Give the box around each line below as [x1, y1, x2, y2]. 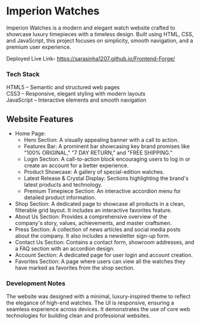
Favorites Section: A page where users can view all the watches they [14, 258, 186, 265]
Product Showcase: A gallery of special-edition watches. [23, 169, 165, 176]
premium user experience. [6, 43, 71, 51]
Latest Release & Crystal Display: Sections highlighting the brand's [23, 175, 189, 182]
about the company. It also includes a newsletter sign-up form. [14, 232, 171, 240]
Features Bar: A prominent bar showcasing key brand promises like [23, 143, 190, 150]
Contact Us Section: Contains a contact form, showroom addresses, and [14, 239, 195, 246]
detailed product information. [23, 194, 96, 201]
